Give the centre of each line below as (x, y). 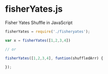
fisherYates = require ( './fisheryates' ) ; (48, 31)
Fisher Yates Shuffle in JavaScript (39, 23)
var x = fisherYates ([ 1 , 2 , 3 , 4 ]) (38, 40)
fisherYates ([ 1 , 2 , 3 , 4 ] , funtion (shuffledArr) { (54, 58)
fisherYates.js (34, 9)
